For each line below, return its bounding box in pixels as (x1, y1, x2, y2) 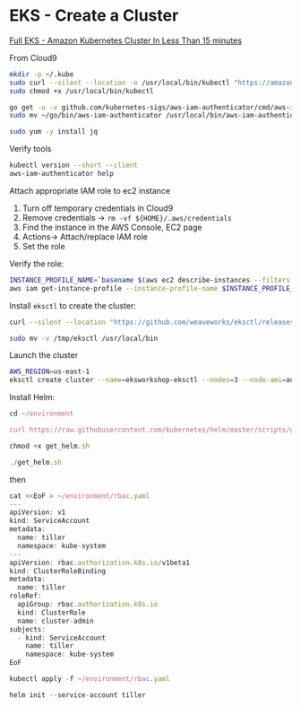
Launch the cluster (9, 350, 79, 361)
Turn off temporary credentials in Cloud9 (21, 203, 174, 214)
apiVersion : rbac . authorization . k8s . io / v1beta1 (9, 558, 191, 567)
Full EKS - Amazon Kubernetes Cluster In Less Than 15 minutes (9, 35, 242, 46)
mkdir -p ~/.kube (9, 69, 74, 79)
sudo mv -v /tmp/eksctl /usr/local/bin (9, 334, 159, 343)
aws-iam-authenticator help (9, 170, 115, 179)
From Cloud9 (9, 52, 58, 63)
